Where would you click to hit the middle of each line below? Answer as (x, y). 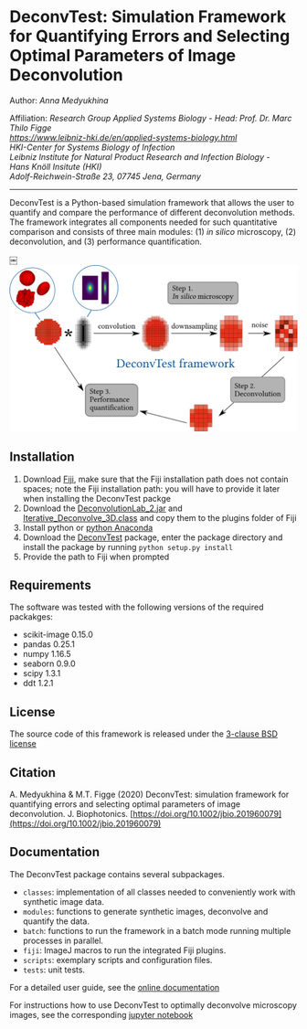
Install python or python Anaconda (88, 527)
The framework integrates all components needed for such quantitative (143, 222)
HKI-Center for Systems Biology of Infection (92, 147)
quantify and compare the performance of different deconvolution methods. (152, 212)
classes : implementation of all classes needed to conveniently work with (159, 892)
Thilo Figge (31, 127)
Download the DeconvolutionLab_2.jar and (102, 508)
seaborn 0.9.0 (49, 663)
